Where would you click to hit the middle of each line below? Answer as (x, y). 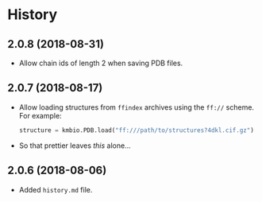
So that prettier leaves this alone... (75, 146)
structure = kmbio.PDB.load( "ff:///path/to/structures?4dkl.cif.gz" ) (137, 130)
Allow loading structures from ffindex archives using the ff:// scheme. (137, 107)
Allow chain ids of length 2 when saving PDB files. (101, 63)
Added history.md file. (56, 189)
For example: (40, 115)
